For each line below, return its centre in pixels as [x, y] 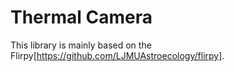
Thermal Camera [81, 17]
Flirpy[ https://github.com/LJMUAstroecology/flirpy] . [117, 55]
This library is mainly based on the [81, 45]
